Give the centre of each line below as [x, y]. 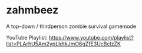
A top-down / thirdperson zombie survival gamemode [71, 26]
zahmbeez [32, 10]
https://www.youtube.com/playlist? [91, 37]
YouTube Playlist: [27, 37]
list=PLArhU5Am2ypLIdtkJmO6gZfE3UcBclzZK [63, 44]
